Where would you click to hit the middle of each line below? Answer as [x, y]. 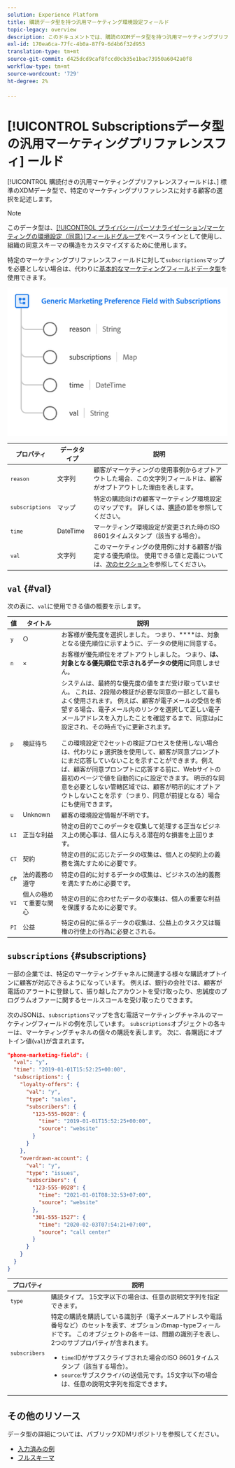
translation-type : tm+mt [43, 52]
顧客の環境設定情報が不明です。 [107, 815]
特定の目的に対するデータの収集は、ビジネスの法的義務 [141, 874]
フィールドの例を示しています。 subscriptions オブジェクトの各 [129, 1023]
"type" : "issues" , [52, 1173]
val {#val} [30, 589]
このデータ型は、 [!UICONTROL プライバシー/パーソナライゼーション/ [107, 228]
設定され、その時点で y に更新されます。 [118, 727]
